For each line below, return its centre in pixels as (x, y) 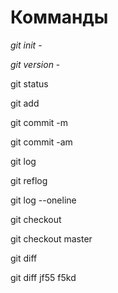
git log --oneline (43, 200)
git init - (26, 45)
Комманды (59, 17)
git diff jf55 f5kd (43, 277)
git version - (35, 64)
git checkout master (51, 238)
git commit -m (39, 122)
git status (29, 83)
